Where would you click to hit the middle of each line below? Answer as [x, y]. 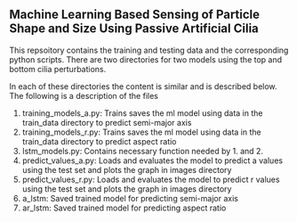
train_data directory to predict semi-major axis [107, 122]
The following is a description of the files [84, 95]
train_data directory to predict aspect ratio [99, 141]
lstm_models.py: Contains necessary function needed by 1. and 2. [143, 151]
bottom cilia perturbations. [58, 69]
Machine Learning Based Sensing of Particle [135, 15]
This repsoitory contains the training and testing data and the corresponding [149, 50]
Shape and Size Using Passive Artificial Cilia [134, 29]
